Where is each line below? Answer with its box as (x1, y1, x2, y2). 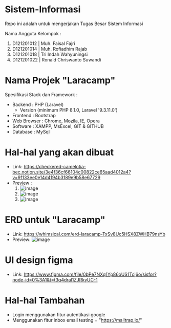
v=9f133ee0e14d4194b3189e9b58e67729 (12, 174, 101, 180)
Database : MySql (12, 128, 50, 135)
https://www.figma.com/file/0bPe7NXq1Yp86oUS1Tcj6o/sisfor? (24, 271, 157, 277)
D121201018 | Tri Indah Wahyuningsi (12, 51, 88, 57)
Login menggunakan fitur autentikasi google (12, 311, 105, 318)
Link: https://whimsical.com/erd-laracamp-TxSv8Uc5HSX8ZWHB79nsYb (12, 231, 166, 237)
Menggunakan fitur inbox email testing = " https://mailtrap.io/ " (12, 317, 142, 323)
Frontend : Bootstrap (12, 112, 56, 118)
